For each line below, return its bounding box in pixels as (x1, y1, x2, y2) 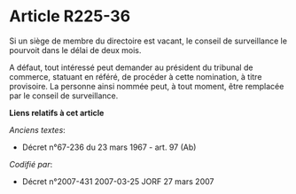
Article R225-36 (9, 6, 131, 27)
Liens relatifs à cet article (9, 107, 105, 118)
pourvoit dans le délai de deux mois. (9, 44, 142, 55)
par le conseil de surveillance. (9, 90, 119, 101)
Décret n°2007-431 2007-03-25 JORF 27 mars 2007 (21, 175, 214, 187)
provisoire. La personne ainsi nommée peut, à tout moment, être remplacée (9, 81, 284, 91)
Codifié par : (9, 159, 53, 169)
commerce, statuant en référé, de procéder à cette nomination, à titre (9, 71, 262, 81)
